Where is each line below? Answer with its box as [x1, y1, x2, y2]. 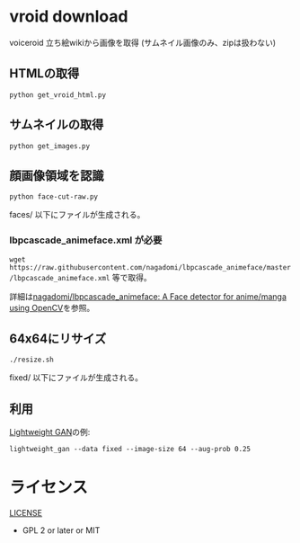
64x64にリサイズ [9, 331, 107, 347]
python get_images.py [9, 141, 91, 150]
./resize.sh [9, 355, 54, 365]
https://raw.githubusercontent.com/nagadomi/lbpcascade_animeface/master [9, 263, 292, 271]
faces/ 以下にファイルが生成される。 [9, 209, 146, 220]
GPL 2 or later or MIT [22, 525, 101, 536]
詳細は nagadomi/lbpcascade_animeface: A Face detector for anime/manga [9, 290, 287, 302]
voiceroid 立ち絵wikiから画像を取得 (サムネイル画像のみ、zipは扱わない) [9, 37, 277, 48]
